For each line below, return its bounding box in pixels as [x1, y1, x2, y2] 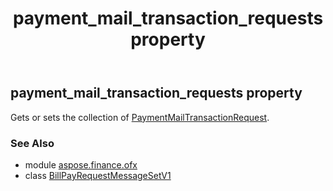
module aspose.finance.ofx [24, 158, 138, 171]
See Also [10, 136, 55, 150]
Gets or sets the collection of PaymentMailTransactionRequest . [10, 111, 270, 123]
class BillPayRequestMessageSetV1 [24, 169, 172, 181]
